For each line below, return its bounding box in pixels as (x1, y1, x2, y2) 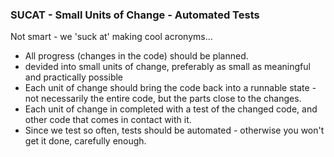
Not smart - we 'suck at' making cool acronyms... (10, 31, 213, 43)
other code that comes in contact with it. (24, 114, 192, 126)
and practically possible (24, 71, 124, 83)
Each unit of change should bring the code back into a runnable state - (24, 82, 317, 94)
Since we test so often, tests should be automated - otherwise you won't (24, 124, 325, 137)
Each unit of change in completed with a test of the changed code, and (24, 103, 318, 115)
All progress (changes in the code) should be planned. (24, 50, 249, 62)
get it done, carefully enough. (24, 135, 147, 147)
